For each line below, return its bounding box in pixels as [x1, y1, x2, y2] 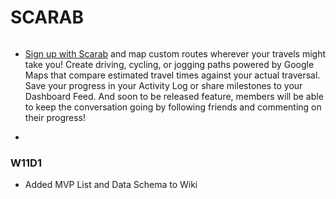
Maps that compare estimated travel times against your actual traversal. [24, 69, 321, 81]
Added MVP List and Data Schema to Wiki [24, 179, 198, 191]
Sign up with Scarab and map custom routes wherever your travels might [24, 47, 327, 60]
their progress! [24, 111, 87, 123]
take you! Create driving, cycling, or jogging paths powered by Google [24, 58, 315, 70]
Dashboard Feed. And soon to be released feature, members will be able [24, 90, 324, 102]
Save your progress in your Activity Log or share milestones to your [24, 79, 303, 91]
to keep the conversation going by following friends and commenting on [24, 101, 322, 113]
